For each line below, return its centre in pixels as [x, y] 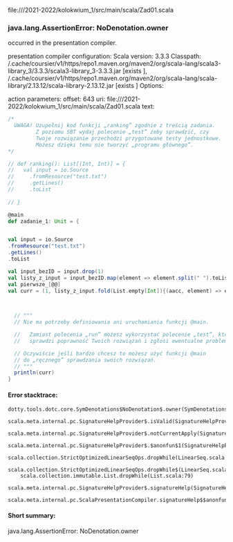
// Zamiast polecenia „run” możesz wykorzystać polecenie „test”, [115, 335]
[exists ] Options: [140, 86]
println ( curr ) [34, 373]
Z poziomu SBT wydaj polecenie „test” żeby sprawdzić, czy [122, 132]
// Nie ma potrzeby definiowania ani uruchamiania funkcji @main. [112, 322]
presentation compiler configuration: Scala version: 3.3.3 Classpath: [104, 56]
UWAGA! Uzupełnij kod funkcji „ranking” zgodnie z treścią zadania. [115, 126]
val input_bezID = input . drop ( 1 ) [56, 271]
